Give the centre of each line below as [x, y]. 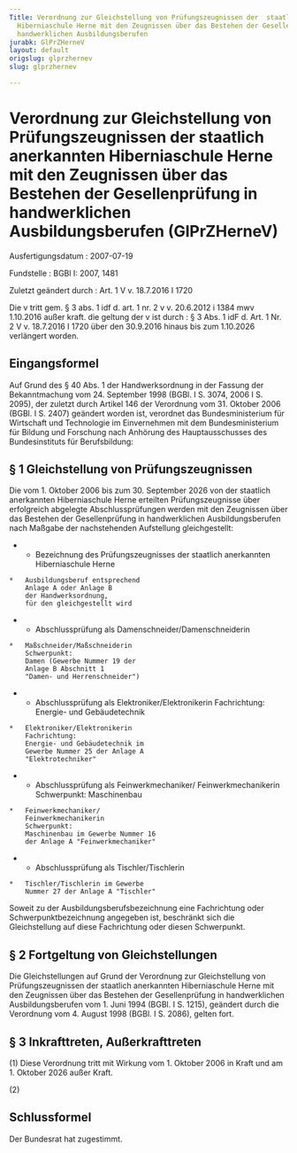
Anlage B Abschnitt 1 [65, 669]
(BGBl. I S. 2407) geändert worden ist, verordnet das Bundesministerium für [147, 413]
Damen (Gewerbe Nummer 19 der [81, 661]
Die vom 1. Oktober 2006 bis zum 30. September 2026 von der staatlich [140, 491]
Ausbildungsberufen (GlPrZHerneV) [144, 232]
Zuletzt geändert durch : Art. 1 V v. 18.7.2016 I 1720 [101, 290]
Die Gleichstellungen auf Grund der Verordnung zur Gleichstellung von [138, 977]
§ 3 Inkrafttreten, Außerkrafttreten [105, 1042]
